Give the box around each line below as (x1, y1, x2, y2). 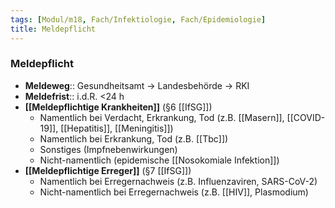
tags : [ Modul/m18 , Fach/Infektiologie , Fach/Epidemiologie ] (10, 14, 267, 25)
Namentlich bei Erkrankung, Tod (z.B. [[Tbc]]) (39, 132, 229, 145)
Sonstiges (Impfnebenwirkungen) (39, 143, 178, 155)
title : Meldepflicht (10, 24, 97, 34)
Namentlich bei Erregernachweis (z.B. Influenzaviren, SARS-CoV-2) (39, 175, 318, 187)
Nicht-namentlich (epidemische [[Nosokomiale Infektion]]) (39, 154, 280, 166)
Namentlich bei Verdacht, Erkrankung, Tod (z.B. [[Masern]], (39, 111, 285, 123)
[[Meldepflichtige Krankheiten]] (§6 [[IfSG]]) (24, 101, 213, 113)
